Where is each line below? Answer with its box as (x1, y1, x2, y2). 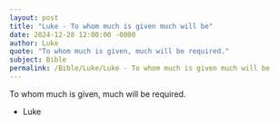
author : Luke (9, 38, 59, 48)
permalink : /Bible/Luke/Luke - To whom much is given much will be (9, 64, 271, 73)
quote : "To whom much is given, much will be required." (9, 47, 230, 56)
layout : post (9, 13, 59, 23)
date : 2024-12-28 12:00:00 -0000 (9, 30, 136, 39)
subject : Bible (9, 55, 67, 64)
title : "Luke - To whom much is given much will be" (9, 22, 214, 31)
